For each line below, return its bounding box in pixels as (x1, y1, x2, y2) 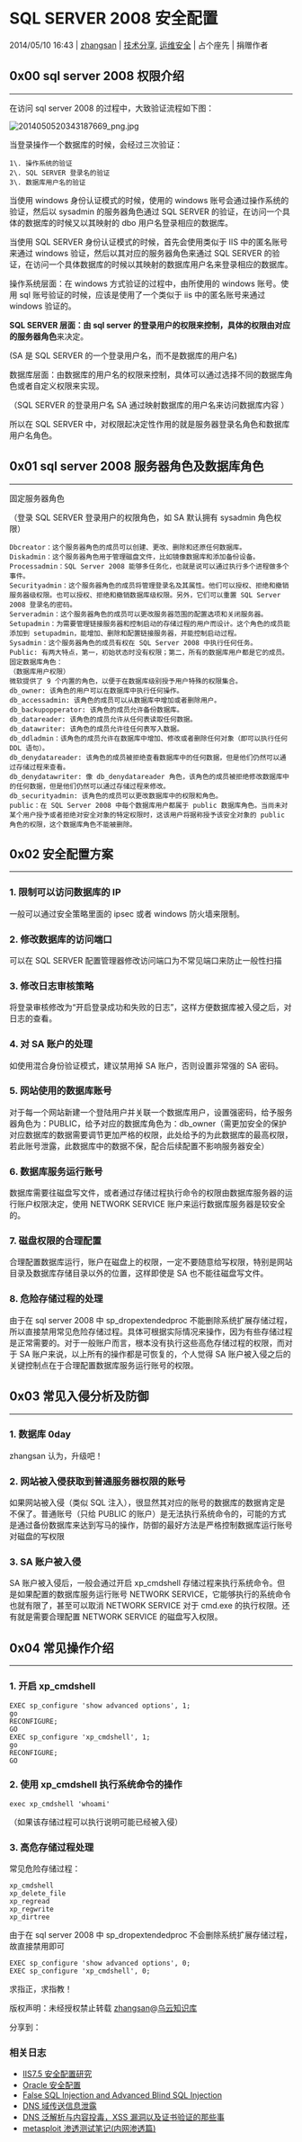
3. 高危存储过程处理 (9, 1841, 94, 1853)
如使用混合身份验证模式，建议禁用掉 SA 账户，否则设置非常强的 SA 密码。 (9, 1060, 284, 1071)
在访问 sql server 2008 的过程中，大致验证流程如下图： (9, 103, 215, 113)
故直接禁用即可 (9, 1940, 65, 1952)
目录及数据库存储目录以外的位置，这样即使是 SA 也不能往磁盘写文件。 (9, 1268, 269, 1278)
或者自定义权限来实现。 (16, 380, 104, 391)
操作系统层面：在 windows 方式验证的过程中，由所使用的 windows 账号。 (9, 278, 281, 289)
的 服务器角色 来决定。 (9, 330, 88, 342)
